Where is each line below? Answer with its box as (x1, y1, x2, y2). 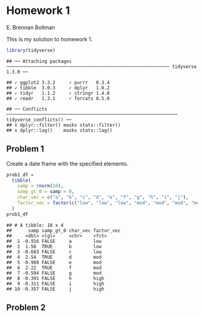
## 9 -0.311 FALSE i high (6, 281, 104, 287)
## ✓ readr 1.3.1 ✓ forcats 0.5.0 (6, 95, 110, 101)
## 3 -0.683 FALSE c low (6, 248, 102, 255)
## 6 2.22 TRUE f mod (6, 265, 102, 271)
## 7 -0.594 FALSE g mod (6, 270, 102, 276)
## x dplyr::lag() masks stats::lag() (6, 127, 113, 134)
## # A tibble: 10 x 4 (6, 222, 64, 228)
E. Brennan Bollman (6, 24, 56, 31)
